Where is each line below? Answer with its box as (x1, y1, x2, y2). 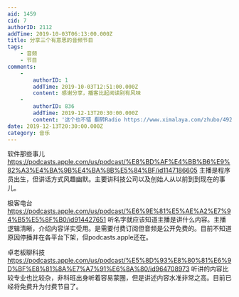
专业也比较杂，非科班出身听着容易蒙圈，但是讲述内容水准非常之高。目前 (13, 274, 225, 282)
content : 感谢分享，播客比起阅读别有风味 (33, 90, 142, 97)
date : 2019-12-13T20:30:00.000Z (7, 122, 103, 130)
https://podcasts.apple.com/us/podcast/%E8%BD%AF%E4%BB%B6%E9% (7, 158, 230, 166)
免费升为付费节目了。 (19, 282, 83, 291)
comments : (7, 63, 37, 70)
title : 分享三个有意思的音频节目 (7, 37, 94, 44)
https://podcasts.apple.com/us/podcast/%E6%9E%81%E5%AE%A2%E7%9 (7, 207, 231, 215)
